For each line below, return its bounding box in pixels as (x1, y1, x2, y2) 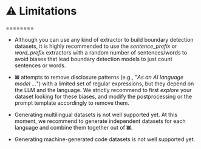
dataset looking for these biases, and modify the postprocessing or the (14, 93, 192, 100)
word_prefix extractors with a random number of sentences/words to (14, 48, 188, 56)
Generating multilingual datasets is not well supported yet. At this (14, 111, 177, 118)
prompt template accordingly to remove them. (14, 99, 130, 107)
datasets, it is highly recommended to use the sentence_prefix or (14, 42, 177, 50)
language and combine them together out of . (14, 124, 133, 131)
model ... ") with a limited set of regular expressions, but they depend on (14, 80, 194, 87)
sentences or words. (14, 62, 66, 69)
